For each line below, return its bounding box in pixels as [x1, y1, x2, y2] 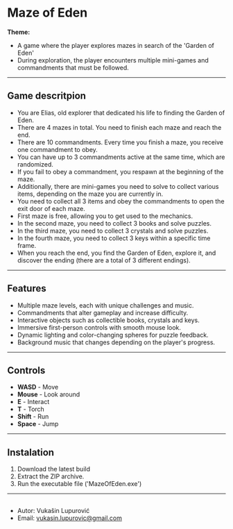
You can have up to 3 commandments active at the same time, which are [17, 153, 225, 161]
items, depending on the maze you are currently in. [17, 190, 164, 198]
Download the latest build [17, 465, 90, 473]
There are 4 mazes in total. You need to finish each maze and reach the [17, 123, 222, 131]
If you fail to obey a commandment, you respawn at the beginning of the [17, 167, 224, 176]
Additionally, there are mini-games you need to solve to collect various [17, 182, 219, 190]
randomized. [17, 160, 54, 168]
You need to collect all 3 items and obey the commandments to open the [17, 196, 225, 205]
